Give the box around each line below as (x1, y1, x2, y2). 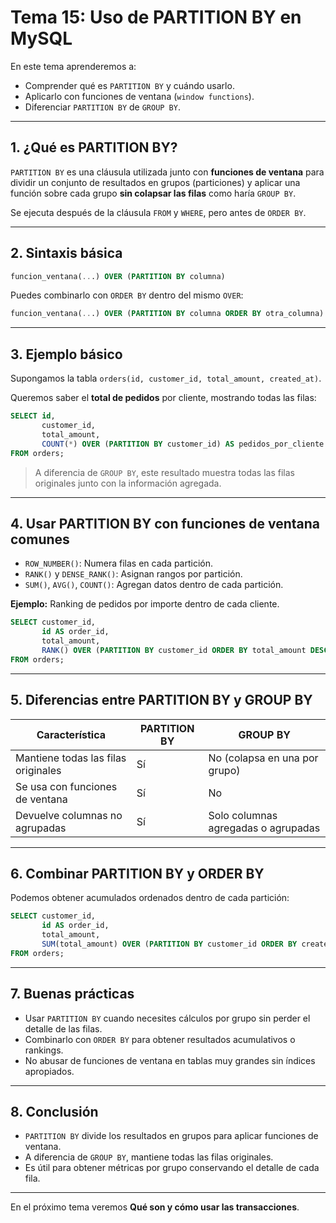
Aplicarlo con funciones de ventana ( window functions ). (24, 90, 255, 102)
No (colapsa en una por (208, 751, 319, 765)
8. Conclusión (10, 1103, 99, 1120)
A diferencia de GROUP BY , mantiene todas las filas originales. (24, 1151, 274, 1163)
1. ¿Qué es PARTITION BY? (10, 139, 178, 156)
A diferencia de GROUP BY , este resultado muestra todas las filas (34, 466, 295, 478)
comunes (10, 531, 70, 548)
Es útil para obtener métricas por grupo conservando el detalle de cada (24, 1162, 320, 1174)
